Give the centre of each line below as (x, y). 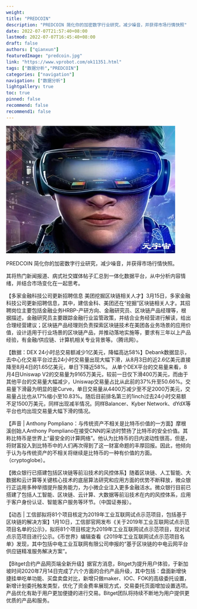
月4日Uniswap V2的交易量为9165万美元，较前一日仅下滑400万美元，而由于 (97, 374)
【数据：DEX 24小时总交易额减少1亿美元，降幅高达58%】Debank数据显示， (98, 352)
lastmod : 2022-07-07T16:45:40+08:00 (51, 37)
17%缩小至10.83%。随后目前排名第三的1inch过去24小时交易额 (111, 396)
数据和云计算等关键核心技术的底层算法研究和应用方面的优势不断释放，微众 (96, 480)
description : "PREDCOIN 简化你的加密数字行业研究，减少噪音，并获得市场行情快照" (96, 25)
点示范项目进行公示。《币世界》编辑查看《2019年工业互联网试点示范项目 (93, 536)
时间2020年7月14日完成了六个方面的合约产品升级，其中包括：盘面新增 (96, 571)
